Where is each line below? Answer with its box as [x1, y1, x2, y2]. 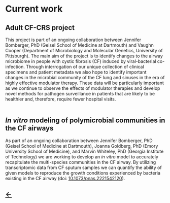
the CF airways [5, 124, 54, 132]
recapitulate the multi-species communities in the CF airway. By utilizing [5, 159, 156, 165]
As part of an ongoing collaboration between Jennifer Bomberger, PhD [5, 138, 153, 144]
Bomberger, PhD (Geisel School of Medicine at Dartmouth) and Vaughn [5, 42, 154, 48]
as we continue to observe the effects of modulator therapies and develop [5, 85, 160, 91]
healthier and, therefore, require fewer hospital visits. [5, 96, 116, 102]
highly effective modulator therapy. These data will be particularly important [5, 80, 164, 86]
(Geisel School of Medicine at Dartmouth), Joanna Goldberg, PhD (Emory [5, 143, 158, 149]
